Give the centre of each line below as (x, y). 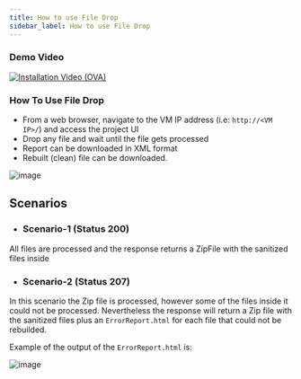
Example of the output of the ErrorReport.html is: (101, 348)
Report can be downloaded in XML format (100, 148)
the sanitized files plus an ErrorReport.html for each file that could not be (146, 321)
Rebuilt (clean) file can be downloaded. (95, 158)
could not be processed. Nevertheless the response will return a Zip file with (150, 311)
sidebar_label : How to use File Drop (80, 26)
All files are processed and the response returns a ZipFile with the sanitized (149, 249)
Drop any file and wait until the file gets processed (115, 139)
